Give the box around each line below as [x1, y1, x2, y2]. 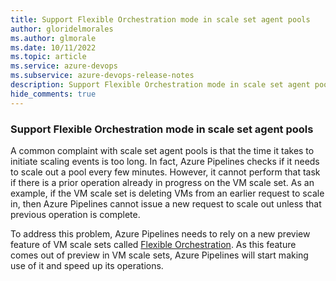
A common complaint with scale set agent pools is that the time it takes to [10, 144, 315, 156]
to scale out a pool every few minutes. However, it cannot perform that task [10, 166, 321, 178]
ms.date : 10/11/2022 [10, 42, 97, 53]
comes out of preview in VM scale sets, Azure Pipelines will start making [10, 249, 309, 261]
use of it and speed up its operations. [10, 259, 164, 271]
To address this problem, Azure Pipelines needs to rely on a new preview [10, 227, 311, 240]
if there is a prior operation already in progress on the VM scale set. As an [10, 176, 315, 188]
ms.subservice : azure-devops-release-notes [10, 71, 195, 81]
